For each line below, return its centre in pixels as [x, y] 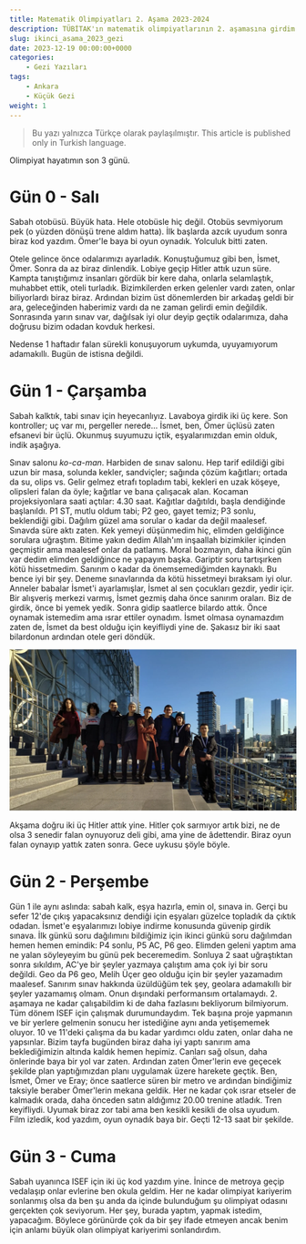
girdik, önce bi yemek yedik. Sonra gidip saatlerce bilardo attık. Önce [138, 608]
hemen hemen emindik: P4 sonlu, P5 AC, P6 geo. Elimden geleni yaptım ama [153, 945]
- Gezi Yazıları [57, 67]
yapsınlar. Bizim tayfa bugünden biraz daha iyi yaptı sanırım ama [130, 1042]
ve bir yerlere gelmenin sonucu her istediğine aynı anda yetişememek [140, 1023]
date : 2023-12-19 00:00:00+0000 [71, 48]
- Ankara [42, 87]
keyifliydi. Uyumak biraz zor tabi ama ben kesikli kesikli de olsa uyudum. [145, 1110]
